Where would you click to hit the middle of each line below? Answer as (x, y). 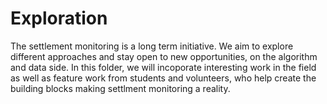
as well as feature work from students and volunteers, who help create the (163, 78)
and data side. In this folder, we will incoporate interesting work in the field (163, 67)
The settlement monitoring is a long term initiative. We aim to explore (152, 46)
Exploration (59, 18)
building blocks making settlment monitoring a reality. (120, 88)
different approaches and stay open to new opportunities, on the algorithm (164, 56)
